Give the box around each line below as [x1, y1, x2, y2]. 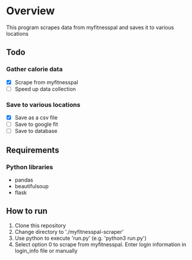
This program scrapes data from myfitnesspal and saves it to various [6, 24, 174, 31]
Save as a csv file [14, 114, 58, 121]
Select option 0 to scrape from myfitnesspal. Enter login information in [14, 240, 187, 248]
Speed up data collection [14, 85, 76, 93]
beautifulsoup [14, 182, 49, 189]
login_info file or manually [14, 247, 78, 254]
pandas [14, 176, 34, 183]
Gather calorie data [6, 65, 63, 74]
